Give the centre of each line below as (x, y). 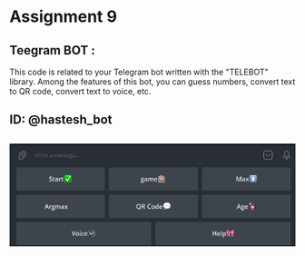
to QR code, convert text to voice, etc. (80, 91)
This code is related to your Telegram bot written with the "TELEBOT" (139, 72)
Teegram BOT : (52, 50)
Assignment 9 (64, 17)
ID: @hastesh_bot (61, 120)
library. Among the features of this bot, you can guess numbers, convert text (152, 82)
